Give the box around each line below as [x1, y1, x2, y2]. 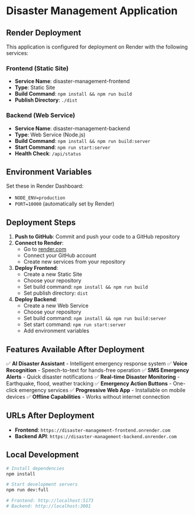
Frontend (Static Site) [6, 64, 69, 72]
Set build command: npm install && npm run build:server [23, 315, 167, 322]
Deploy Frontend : [14, 265, 58, 272]
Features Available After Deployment [6, 344, 145, 354]
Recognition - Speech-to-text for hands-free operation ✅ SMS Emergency [6, 367, 189, 374]
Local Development [6, 450, 79, 460]
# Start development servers [6, 481, 78, 488]
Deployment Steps [6, 217, 76, 227]
